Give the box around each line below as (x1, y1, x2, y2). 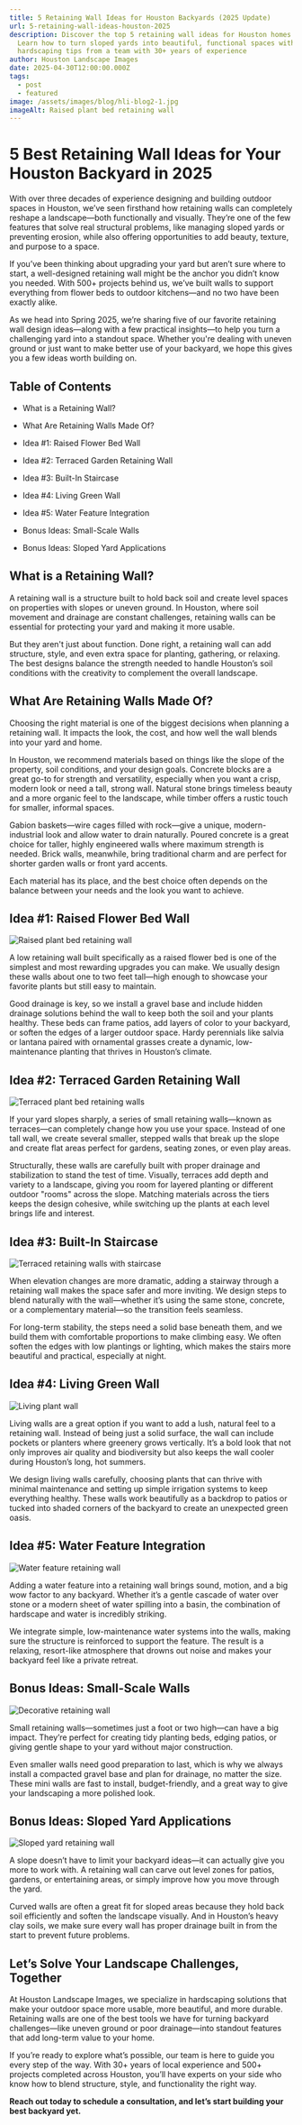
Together (9, 1970, 62, 1985)
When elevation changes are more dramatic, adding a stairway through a (9, 1276, 279, 1287)
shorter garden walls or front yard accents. (9, 857, 168, 868)
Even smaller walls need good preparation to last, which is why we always (9, 1759, 283, 1770)
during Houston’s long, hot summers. (9, 1456, 147, 1467)
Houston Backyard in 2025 (9, 163, 213, 184)
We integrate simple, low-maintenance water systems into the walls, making (9, 1626, 291, 1636)
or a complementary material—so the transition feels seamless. (9, 1305, 244, 1315)
